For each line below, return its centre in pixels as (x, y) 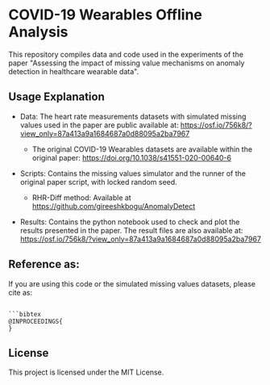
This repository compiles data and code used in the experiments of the (126, 54)
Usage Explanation (56, 97)
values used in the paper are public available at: (99, 125)
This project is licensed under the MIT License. (86, 372)
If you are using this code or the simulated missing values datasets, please (132, 283)
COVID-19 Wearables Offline (106, 15)
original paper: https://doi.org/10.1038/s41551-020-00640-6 (132, 157)
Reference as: (44, 264)
